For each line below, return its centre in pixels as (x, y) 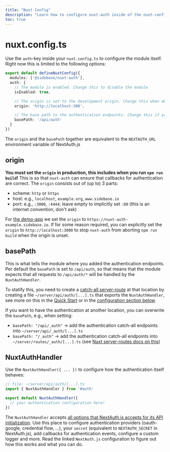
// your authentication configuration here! (57, 403)
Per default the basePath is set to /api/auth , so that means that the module (83, 269)
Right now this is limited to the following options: (56, 64)
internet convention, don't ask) (45, 209)
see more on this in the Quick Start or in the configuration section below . (81, 300)
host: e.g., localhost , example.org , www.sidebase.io (66, 198)
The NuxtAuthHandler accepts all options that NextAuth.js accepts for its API (84, 417)
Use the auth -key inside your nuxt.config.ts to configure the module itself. (83, 58)
